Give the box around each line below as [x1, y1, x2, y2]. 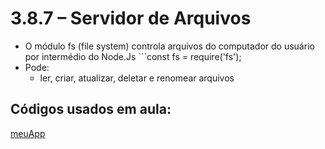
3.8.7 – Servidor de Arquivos [10, 7, 252, 30]
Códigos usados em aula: [10, 101, 172, 118]
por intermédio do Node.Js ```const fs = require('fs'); [24, 50, 242, 62]
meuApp [10, 127, 46, 139]
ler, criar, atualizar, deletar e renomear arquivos [39, 72, 235, 84]
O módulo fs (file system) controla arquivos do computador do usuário [24, 40, 315, 52]
